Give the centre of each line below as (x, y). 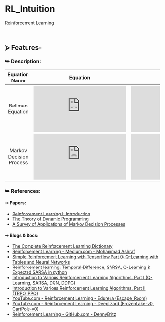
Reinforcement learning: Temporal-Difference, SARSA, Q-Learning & (81, 267)
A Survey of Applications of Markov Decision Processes (69, 224)
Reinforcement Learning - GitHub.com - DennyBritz (64, 314)
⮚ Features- (24, 48)
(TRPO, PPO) (25, 293)
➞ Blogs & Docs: (22, 235)
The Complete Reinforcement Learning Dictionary (62, 246)
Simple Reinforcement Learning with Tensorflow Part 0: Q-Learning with (85, 257)
